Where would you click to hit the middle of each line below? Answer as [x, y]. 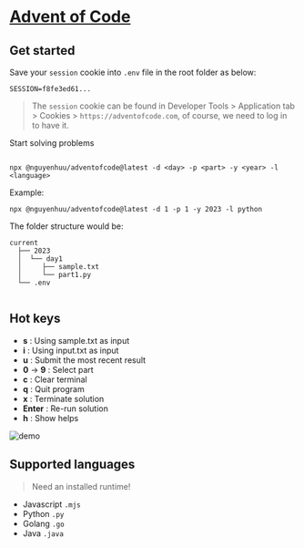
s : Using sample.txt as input [76, 340]
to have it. [51, 125]
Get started [42, 51]
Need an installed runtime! [81, 486]
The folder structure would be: [66, 226]
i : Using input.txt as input [71, 350]
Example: [27, 192]
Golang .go [44, 523]
